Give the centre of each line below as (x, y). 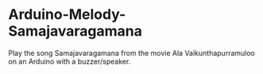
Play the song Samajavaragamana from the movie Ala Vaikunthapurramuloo (132, 53)
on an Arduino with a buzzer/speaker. (70, 61)
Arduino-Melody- (67, 15)
